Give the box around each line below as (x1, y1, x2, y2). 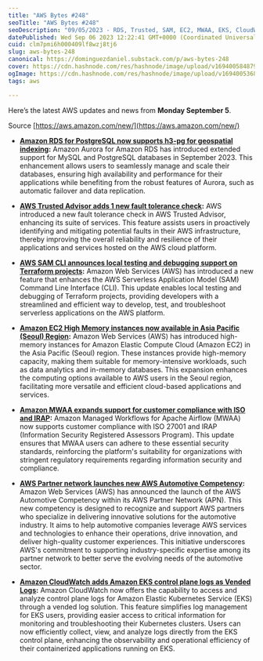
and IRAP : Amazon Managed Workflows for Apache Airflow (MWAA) (19, 413, 241, 423)
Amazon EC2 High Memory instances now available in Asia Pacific (19, 323, 240, 332)
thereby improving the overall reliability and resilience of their (19, 234, 218, 244)
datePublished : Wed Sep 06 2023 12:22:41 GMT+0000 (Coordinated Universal (8, 33, 258, 42)
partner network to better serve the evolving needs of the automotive (19, 554, 243, 563)
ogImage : (8, 70, 37, 78)
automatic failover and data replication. (19, 186, 146, 195)
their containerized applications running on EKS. (19, 644, 175, 653)
